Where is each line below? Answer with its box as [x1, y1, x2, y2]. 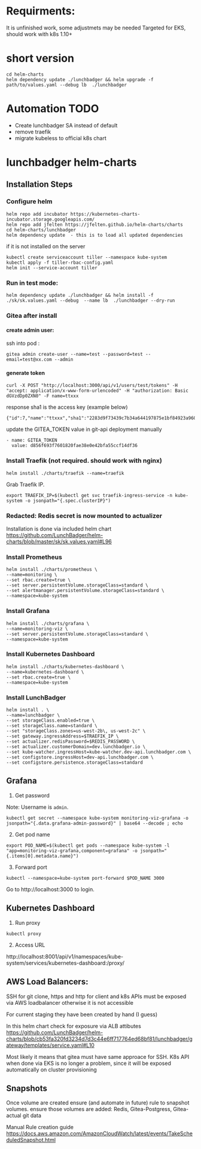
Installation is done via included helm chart [6, 525, 112, 532]
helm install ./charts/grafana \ [6, 620, 90, 626]
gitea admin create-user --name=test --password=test [6, 352, 144, 358]
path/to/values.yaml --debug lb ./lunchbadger [6, 82, 127, 88]
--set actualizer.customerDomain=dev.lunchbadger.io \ [6, 744, 146, 750]
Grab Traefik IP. [6, 481, 45, 488]
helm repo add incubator [6, 211, 68, 217]
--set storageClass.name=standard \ [6, 723, 98, 729]
